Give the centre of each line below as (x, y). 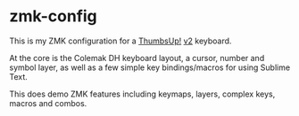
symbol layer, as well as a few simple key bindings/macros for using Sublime (150, 67)
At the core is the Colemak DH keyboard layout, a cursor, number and (137, 58)
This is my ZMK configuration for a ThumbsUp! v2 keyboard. (120, 41)
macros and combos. (48, 103)
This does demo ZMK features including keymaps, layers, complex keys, (142, 94)
